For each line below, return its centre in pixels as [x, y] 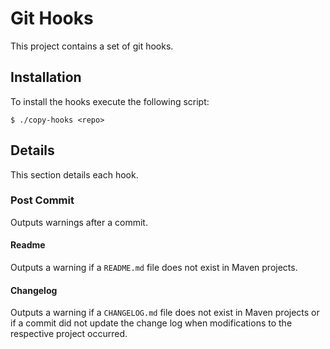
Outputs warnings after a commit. [79, 222]
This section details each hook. [74, 174]
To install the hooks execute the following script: [110, 101]
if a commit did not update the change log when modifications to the [151, 323]
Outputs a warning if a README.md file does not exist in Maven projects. [154, 268]
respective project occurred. [69, 334]
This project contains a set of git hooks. [92, 46]
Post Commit [42, 200]
